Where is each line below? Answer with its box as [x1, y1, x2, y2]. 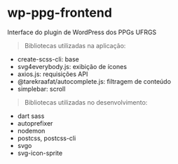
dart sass [17, 112, 45, 120]
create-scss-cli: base [17, 54, 79, 64]
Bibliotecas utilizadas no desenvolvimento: [24, 98, 148, 106]
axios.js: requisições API [17, 70, 88, 78]
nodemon [17, 126, 46, 135]
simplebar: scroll [17, 84, 66, 93]
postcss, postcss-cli [17, 134, 76, 142]
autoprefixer [17, 119, 53, 127]
